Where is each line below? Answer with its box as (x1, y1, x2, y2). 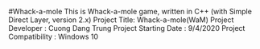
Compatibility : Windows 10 (8, 32, 99, 41)
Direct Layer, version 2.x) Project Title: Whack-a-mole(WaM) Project (8, 15, 234, 24)
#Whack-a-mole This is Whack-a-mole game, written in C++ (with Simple (8, 7, 252, 16)
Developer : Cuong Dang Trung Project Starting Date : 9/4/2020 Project (8, 24, 246, 32)
